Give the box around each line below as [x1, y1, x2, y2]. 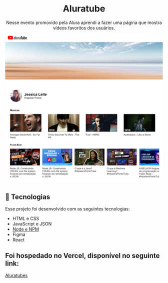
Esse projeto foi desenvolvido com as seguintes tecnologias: [5, 206, 130, 212]
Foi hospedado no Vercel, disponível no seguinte [5, 251, 160, 260]
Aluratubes [5, 272, 28, 278]
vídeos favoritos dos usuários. [52, 24, 115, 30]
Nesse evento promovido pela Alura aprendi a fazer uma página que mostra [5, 19, 162, 25]
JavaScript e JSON [12, 221, 52, 227]
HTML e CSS [12, 215, 39, 221]
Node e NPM [12, 226, 39, 232]
